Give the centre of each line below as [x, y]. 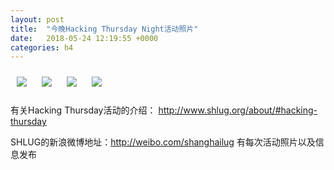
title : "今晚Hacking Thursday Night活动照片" [104, 29]
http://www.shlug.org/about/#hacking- [238, 110]
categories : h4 [42, 47]
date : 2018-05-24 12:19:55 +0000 [84, 38]
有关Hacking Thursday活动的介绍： [83, 110]
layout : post [37, 19]
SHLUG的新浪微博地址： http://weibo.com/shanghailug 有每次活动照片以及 [163, 142]
